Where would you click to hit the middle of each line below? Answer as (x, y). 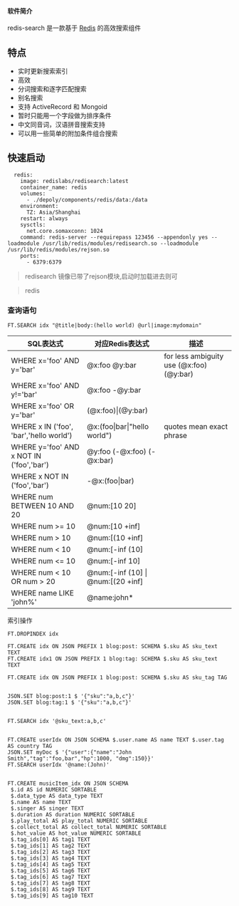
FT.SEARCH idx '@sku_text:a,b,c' (57, 722)
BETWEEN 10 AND (43, 506)
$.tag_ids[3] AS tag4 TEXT (51, 858)
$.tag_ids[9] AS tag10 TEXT (52, 896)
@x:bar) (100, 461)
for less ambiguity (193, 356)
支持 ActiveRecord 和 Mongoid (63, 107)
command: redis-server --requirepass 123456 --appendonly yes (114, 237)
